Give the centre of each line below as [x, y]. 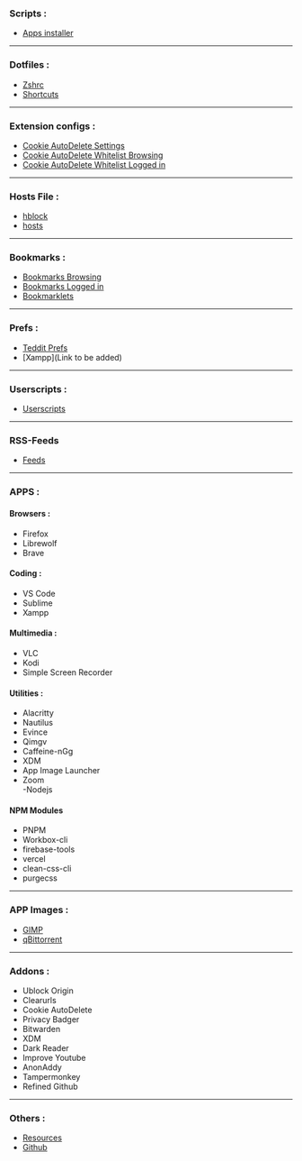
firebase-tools [49, 849]
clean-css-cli [47, 869]
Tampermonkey [51, 1076]
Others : [27, 1118]
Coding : [26, 573]
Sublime [37, 603]
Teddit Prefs [45, 347]
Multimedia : [33, 633]
